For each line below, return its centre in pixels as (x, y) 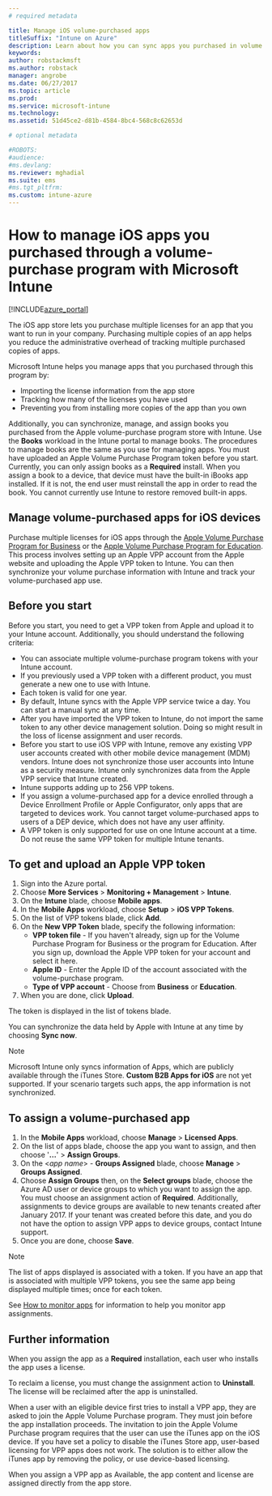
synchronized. (32, 1093)
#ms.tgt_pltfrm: (36, 188)
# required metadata (43, 16)
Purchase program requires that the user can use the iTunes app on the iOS (134, 1433)
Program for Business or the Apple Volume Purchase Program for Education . (136, 546)
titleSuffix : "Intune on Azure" (63, 38)
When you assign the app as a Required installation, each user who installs (134, 1358)
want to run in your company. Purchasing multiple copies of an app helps (130, 334)
